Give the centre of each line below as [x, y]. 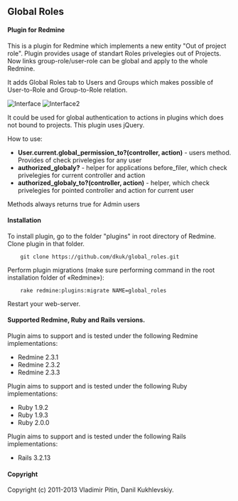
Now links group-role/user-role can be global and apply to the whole [108, 60]
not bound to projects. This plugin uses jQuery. [76, 125]
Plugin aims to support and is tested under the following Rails [97, 436]
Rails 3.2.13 [34, 458]
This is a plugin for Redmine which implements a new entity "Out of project [117, 46]
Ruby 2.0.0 [33, 422]
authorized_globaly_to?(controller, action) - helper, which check [113, 183]
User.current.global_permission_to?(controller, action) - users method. [124, 152]
